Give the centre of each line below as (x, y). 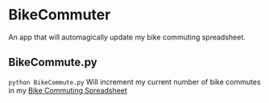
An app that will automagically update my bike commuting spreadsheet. (127, 37)
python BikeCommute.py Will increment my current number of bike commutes (134, 81)
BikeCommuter (60, 15)
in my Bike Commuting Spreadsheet (68, 90)
